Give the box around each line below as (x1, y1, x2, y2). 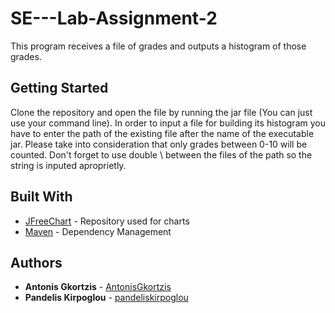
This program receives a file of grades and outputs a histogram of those (10, 40, 307, 52)
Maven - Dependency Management (24, 225, 172, 237)
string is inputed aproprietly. (10, 159, 127, 171)
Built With (10, 188, 73, 206)
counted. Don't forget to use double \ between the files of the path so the (10, 148, 313, 161)
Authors (10, 254, 63, 271)
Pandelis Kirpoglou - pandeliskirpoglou (24, 292, 189, 304)
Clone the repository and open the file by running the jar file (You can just (10, 106, 313, 118)
